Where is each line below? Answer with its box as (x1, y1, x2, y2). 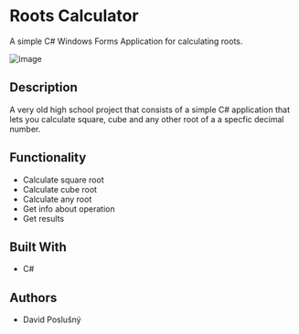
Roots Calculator (9, 5, 139, 26)
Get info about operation (22, 203, 116, 214)
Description (9, 79, 78, 96)
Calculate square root (22, 174, 104, 185)
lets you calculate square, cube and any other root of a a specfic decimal (9, 113, 284, 124)
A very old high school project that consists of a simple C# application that (9, 104, 291, 115)
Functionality (9, 150, 87, 165)
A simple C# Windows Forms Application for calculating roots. (9, 36, 243, 47)
